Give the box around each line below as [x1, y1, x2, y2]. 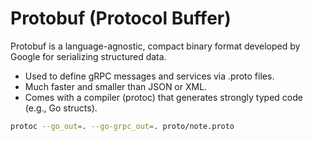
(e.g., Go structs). [24, 102, 98, 114]
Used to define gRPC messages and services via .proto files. [24, 70, 275, 82]
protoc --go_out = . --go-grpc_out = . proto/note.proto [10, 121, 235, 131]
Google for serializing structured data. [10, 50, 167, 62]
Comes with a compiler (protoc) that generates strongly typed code [24, 91, 303, 103]
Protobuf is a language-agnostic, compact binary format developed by [10, 40, 301, 52]
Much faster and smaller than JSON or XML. [24, 80, 208, 92]
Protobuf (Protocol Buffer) [10, 7, 232, 30]
